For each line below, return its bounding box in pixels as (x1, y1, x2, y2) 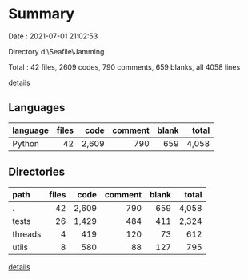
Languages (8, 101, 66, 114)
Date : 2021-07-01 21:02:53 (8, 31, 98, 41)
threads (12, 229, 42, 240)
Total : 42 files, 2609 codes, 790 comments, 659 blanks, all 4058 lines (8, 62, 241, 72)
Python (12, 138, 40, 149)
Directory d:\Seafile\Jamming (8, 46, 105, 56)
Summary (8, 5, 74, 23)
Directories (8, 165, 66, 179)
